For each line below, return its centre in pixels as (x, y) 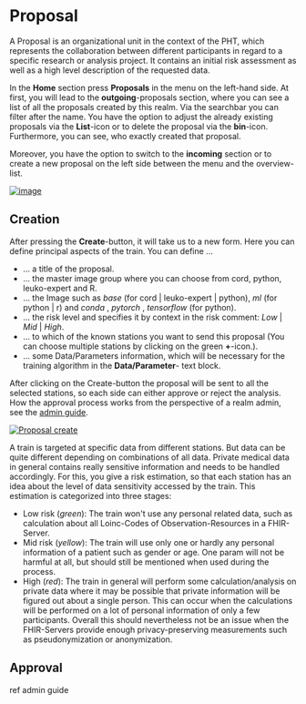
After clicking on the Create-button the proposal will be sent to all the (139, 383)
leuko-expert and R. (60, 288)
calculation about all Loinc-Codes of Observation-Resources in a (144, 523)
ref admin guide (39, 689)
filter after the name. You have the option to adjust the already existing (141, 117)
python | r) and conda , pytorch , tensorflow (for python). (129, 307)
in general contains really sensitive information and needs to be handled (145, 466)
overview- (275, 163)
